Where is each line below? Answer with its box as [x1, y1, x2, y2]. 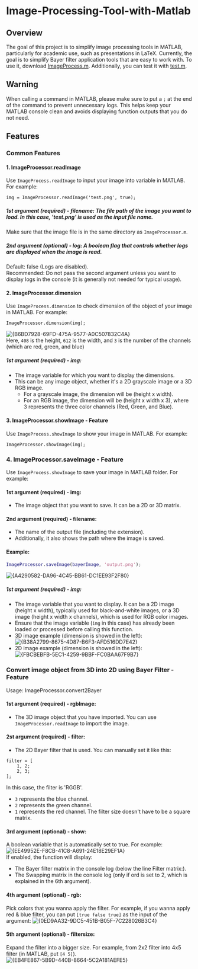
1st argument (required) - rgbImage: [6, 701, 96, 708]
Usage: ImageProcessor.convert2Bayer [6, 686, 102, 694]
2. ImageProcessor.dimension [6, 289, 82, 296]
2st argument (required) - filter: [6, 733, 86, 740]
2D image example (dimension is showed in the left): [14, 645, 143, 652]
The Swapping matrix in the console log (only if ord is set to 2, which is [14, 871, 188, 878]
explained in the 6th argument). [14, 878, 92, 885]
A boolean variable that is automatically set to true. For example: [6, 841, 163, 848]
